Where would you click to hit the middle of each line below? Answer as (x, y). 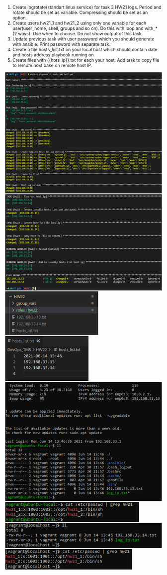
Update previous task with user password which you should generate (83, 39)
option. (20, 18)
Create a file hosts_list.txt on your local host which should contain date (85, 50)
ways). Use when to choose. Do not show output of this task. (81, 34)
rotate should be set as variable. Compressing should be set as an (80, 12)
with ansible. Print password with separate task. (61, 44)
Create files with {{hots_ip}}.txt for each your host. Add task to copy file (86, 60)
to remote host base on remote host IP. (52, 65)
